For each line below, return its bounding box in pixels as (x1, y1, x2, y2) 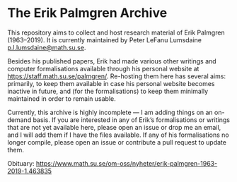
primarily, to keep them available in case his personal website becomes (7, 79, 215, 87)
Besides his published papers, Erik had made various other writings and (7, 56, 217, 65)
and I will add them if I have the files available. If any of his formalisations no (7, 131, 229, 139)
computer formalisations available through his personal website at (7, 64, 200, 73)
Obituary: (7, 159, 35, 167)
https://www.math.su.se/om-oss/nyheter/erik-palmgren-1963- (35, 159, 218, 167)
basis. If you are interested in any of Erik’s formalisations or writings (33, 115, 230, 124)
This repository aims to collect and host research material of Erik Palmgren (7, 28, 225, 37)
